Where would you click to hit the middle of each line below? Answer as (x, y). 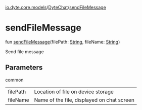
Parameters (24, 68)
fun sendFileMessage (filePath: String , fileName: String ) (63, 42)
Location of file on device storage (74, 92)
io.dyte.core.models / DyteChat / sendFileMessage (56, 7)
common (14, 80)
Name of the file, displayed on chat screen (84, 100)
